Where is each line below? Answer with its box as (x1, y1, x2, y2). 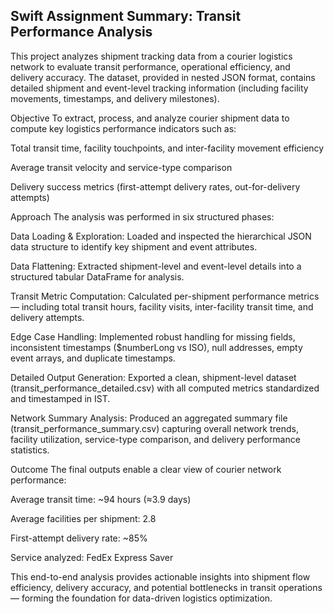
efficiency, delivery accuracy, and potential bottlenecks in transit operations (10, 581, 323, 593)
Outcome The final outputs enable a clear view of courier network (10, 463, 282, 475)
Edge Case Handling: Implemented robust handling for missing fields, (10, 330, 296, 343)
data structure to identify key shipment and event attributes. (10, 240, 258, 253)
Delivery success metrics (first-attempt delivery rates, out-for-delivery (10, 180, 301, 193)
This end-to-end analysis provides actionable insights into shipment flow (10, 570, 311, 583)
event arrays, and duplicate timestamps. (10, 352, 176, 364)
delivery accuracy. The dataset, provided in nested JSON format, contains (10, 71, 316, 83)
